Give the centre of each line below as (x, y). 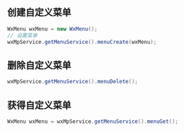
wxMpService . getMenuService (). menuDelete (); (73, 82)
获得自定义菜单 (39, 105)
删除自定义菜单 (39, 65)
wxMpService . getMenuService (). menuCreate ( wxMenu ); (82, 42)
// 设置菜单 (23, 35)
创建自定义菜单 (39, 13)
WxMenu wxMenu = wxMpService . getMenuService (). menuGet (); (93, 121)
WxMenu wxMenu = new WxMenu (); (52, 29)
